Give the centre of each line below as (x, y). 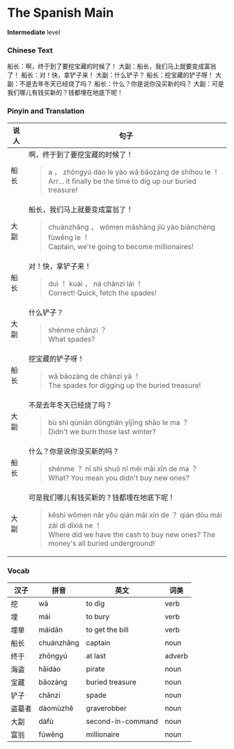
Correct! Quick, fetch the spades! (102, 292)
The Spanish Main (61, 13)
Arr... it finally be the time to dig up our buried (123, 181)
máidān (51, 630)
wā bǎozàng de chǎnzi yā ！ (94, 376)
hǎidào (50, 669)
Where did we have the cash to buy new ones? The (132, 534)
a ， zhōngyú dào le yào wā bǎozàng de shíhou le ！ (134, 172)
